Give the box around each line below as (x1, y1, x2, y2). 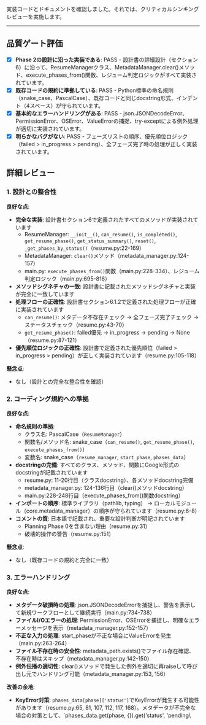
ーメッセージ (15, 624, 48, 632)
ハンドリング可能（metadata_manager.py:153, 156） (36, 670, 169, 678)
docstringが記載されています (15, 469, 88, 476)
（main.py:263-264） (15, 640, 71, 647)
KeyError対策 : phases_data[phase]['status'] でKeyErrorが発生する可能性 (15, 696, 200, 704)
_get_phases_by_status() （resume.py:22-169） (24, 244, 145, 252)
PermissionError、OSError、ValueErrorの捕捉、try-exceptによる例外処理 (15, 117, 199, 125)
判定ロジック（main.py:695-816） (24, 275, 110, 282)
